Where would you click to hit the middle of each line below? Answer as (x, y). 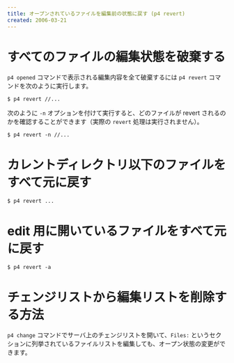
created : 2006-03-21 (37, 20)
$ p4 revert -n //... (39, 135)
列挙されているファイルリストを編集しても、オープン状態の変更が (125, 344)
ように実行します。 (65, 86)
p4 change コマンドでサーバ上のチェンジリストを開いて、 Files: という (109, 335)
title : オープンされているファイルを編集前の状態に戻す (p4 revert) (96, 14)
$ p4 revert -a (29, 268)
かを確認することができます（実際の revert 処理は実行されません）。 (105, 122)
